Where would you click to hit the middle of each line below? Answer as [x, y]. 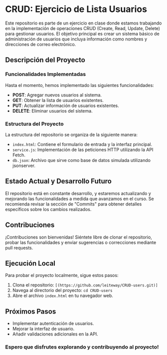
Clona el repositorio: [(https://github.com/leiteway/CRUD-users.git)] [85, 285]
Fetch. [19, 155]
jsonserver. [24, 165]
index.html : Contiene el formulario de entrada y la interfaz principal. [82, 144]
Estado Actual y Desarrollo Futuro [59, 181]
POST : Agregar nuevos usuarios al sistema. [57, 95]
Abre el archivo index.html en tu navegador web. [63, 295]
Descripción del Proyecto [45, 60]
